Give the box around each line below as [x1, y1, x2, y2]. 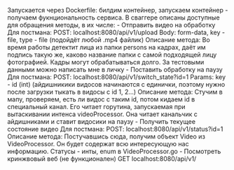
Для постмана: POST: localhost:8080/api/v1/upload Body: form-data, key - [7, 28, 226, 36]
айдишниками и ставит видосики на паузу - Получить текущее [7, 118, 196, 125]
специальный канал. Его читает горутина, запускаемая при [7, 103, 186, 111]
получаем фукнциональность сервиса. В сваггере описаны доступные [7, 13, 220, 22]
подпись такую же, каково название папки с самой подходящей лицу [7, 50, 217, 59]
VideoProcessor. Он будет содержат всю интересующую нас [7, 140, 189, 148]
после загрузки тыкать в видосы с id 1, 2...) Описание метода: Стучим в [7, 87, 223, 96]
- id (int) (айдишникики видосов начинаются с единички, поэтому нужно [7, 80, 226, 88]
